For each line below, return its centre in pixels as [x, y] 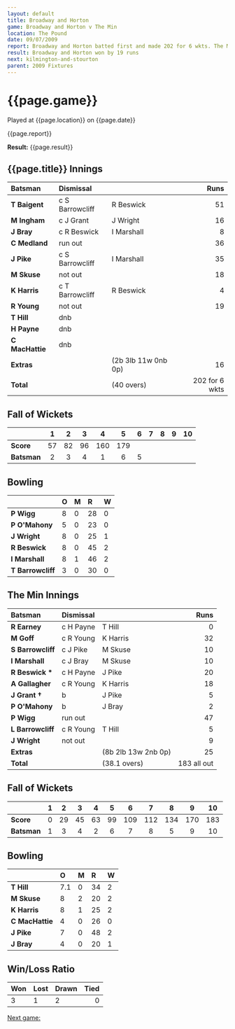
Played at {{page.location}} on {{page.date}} [71, 120]
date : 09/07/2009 [33, 40]
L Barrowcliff [33, 729]
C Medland [29, 244]
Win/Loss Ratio [41, 969]
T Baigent [27, 205]
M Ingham [28, 220]
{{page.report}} [30, 133]
